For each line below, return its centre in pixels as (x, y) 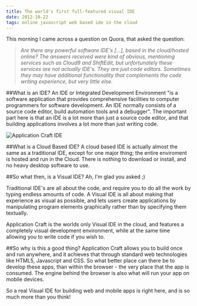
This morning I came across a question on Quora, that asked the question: (96, 39)
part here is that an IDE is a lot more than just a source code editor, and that (97, 118)
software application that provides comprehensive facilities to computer (93, 99)
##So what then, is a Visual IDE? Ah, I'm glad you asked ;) (76, 177)
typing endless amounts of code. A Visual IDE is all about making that (90, 195)
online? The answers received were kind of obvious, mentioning (98, 57)
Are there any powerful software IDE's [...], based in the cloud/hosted (104, 50)
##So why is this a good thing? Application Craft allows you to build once (94, 248)
